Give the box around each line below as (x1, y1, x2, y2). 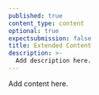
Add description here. (15, 57, 92, 65)
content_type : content (8, 19, 85, 27)
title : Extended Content (8, 42, 92, 50)
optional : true (8, 27, 60, 35)
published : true (8, 11, 63, 20)
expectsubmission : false (8, 34, 92, 43)
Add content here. (8, 78, 68, 89)
